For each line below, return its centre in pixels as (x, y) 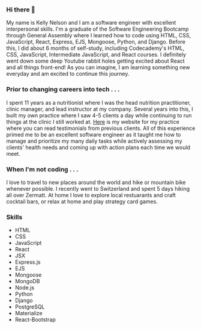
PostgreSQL (30, 307)
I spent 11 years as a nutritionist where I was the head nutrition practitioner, (98, 102)
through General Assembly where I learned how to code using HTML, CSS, (98, 35)
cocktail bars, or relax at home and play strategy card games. (82, 201)
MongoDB (27, 281)
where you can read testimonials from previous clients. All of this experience (101, 128)
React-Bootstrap (35, 320)
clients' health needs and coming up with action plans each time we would (98, 147)
